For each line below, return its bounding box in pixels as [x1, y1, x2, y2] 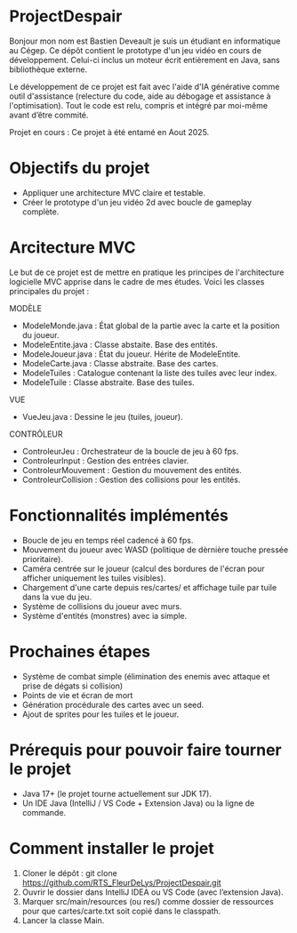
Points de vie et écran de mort [21, 689, 133, 700]
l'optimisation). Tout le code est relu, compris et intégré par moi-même [9, 100, 269, 110]
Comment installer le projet [9, 838, 215, 858]
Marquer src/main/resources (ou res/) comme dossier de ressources [21, 896, 274, 906]
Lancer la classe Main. [21, 914, 105, 926]
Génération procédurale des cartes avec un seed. [21, 699, 205, 710]
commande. [21, 807, 67, 817]
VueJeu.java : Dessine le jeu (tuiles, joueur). [21, 411, 184, 422]
